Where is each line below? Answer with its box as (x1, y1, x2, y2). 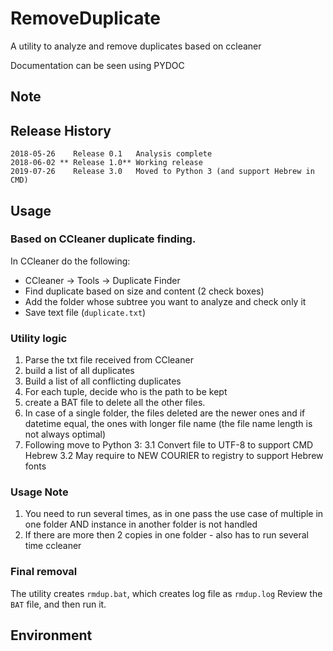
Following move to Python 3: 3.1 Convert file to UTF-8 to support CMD (24, 439, 314, 451)
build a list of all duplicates (24, 365, 135, 377)
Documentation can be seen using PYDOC (10, 59, 185, 71)
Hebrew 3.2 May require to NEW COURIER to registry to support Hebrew (24, 450, 324, 462)
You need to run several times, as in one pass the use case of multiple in (24, 508, 324, 520)
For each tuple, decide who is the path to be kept (24, 386, 228, 398)
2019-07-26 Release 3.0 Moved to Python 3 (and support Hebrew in (10, 167, 315, 177)
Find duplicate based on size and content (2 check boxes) (24, 285, 265, 297)
